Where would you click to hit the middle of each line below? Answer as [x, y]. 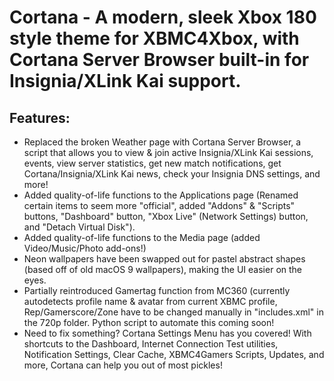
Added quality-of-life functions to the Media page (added [142, 237]
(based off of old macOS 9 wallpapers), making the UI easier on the [163, 269]
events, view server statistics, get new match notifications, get [152, 163]
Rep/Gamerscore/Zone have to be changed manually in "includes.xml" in [173, 312]
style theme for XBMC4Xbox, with [154, 38]
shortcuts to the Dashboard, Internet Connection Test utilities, [151, 344]
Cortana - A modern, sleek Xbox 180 [163, 17]
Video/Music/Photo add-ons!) [85, 248]
